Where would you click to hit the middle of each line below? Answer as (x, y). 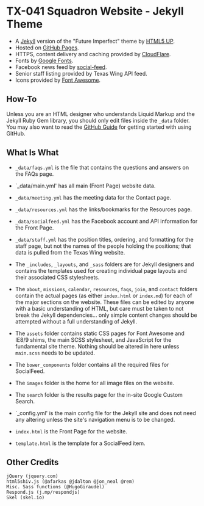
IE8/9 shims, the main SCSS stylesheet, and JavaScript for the (93, 339)
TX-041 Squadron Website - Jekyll (95, 11)
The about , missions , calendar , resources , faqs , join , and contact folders (106, 289)
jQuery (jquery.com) (33, 476)
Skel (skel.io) (26, 498)
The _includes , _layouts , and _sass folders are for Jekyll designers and (104, 264)
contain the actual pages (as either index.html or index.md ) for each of (104, 295)
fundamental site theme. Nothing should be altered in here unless (97, 346)
